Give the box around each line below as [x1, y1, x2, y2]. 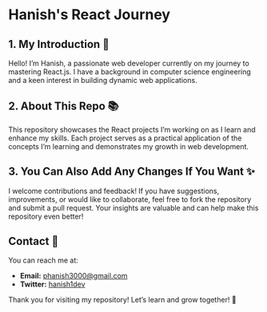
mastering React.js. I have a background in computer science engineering [8, 67, 252, 77]
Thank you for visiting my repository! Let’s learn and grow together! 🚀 [8, 295, 237, 305]
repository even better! [8, 211, 84, 221]
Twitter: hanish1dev [19, 279, 86, 289]
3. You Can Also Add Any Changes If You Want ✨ [8, 165, 256, 179]
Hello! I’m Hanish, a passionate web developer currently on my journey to [8, 58, 249, 68]
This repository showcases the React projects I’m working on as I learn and [8, 124, 256, 134]
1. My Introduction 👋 [8, 38, 110, 51]
